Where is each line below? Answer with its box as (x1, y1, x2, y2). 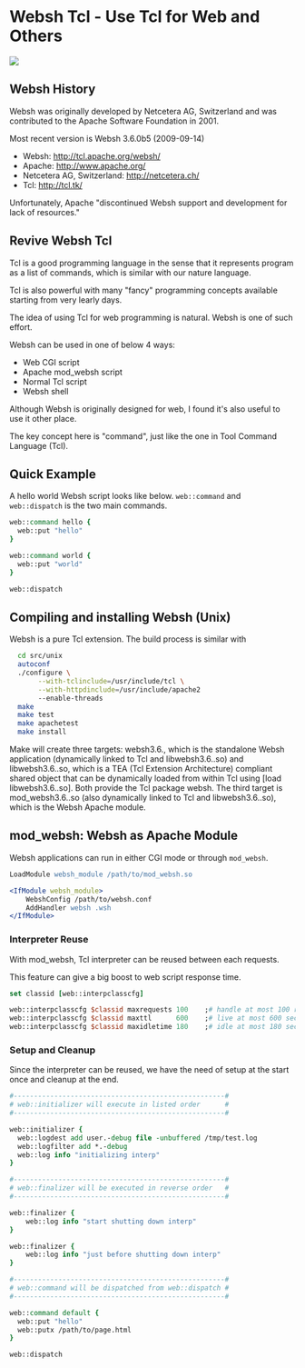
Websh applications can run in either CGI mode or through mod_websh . (9, 852, 269, 863)
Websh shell (22, 385, 69, 396)
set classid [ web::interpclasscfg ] (9, 989, 144, 998)
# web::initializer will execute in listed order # (9, 1100, 230, 1110)
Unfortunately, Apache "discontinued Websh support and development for (9, 197, 288, 208)
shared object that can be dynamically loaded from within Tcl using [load (9, 773, 282, 784)
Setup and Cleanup (9, 1043, 96, 1056)
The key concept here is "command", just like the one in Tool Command (9, 430, 278, 442)
